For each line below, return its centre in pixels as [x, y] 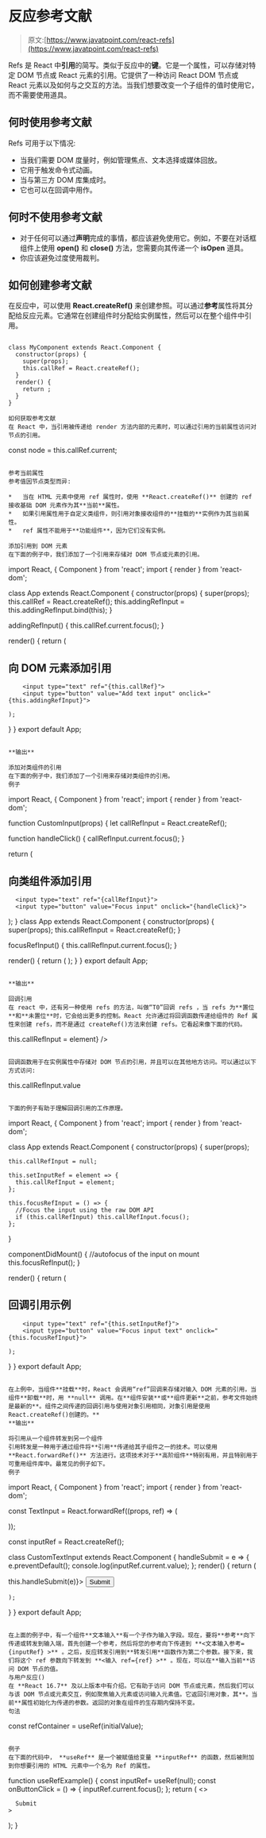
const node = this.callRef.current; [63, 451]
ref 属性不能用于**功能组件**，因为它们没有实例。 [96, 531]
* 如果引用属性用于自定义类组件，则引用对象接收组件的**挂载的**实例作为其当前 [126, 514]
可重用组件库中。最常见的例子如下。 [59, 1464]
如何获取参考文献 [32, 419]
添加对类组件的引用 [35, 768]
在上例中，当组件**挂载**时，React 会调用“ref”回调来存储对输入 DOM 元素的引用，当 [132, 1389]
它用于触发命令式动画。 [58, 170]
